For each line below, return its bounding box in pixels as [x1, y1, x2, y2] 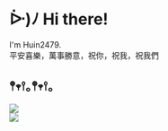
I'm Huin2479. [9, 39, 62, 50]
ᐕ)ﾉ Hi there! [9, 9, 109, 30]
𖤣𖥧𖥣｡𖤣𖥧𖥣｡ [9, 79, 54, 94]
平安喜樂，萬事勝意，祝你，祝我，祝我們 [9, 49, 159, 60]
